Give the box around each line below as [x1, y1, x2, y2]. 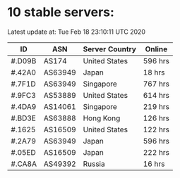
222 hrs [143, 147, 170, 157]
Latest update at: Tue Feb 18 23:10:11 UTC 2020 [7, 27, 146, 36]
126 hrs [143, 113, 170, 123]
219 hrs [143, 101, 170, 111]
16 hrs [143, 159, 165, 169]
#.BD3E [11, 113, 37, 123]
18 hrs [143, 68, 165, 77]
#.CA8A [11, 159, 37, 169]
